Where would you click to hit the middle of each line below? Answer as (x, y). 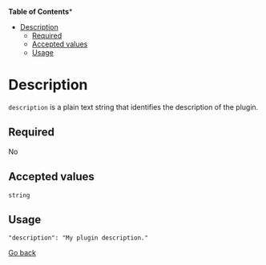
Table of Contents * (40, 12)
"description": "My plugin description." (79, 238)
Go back (22, 253)
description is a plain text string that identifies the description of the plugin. (133, 106)
